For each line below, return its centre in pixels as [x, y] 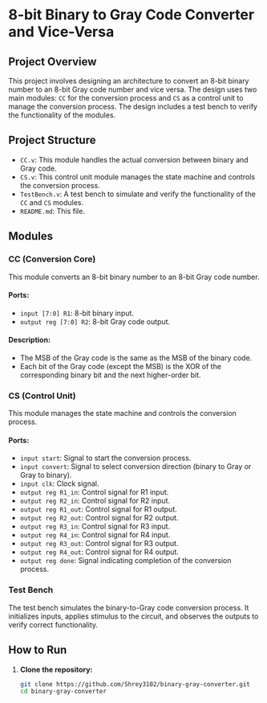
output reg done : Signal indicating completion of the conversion [125, 561]
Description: [29, 340]
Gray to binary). [46, 475]
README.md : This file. [53, 211]
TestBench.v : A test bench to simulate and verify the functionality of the [138, 194]
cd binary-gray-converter [63, 692]
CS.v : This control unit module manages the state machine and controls [137, 177]
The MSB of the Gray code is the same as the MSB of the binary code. [136, 358]
